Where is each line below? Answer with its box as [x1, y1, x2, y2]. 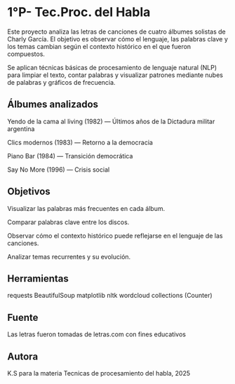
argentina [7, 124, 35, 133]
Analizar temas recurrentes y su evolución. [7, 252, 131, 261]
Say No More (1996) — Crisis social [7, 165, 110, 174]
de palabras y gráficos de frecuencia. [7, 78, 116, 86]
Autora [7, 350, 39, 362]
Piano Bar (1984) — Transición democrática [7, 151, 133, 160]
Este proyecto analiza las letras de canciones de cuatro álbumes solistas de [7, 27, 226, 36]
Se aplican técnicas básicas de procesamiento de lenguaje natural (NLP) [7, 63, 217, 71]
